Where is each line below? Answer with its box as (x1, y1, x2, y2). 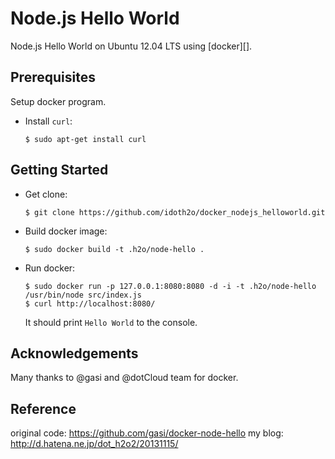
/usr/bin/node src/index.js (24, 290, 142, 300)
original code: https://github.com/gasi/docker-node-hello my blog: (10, 427, 284, 439)
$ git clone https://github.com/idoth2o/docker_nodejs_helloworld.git (24, 207, 326, 217)
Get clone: (24, 188, 68, 200)
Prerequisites (10, 69, 96, 86)
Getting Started (10, 162, 109, 179)
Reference (10, 400, 77, 417)
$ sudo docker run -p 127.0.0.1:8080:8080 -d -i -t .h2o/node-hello (24, 281, 317, 291)
